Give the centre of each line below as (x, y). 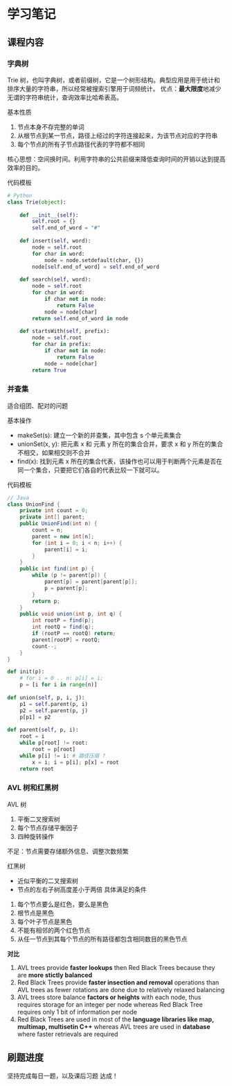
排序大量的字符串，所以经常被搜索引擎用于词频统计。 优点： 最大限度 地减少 (114, 88)
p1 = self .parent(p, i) (54, 704)
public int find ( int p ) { (57, 569)
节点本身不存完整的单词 (51, 126)
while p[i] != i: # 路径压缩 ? (63, 756)
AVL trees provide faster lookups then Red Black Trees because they (116, 967)
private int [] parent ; (52, 517)
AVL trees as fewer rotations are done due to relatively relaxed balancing (121, 989)
